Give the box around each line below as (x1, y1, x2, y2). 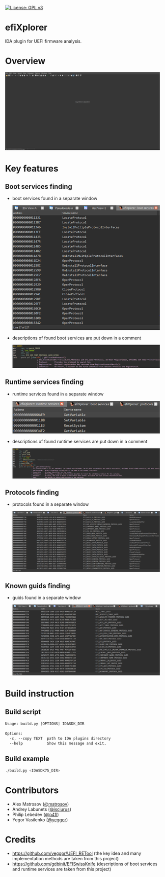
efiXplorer (5, 22, 48, 33)
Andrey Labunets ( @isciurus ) (12, 806, 72, 812)
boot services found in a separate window (12, 195, 98, 202)
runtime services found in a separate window (12, 391, 104, 397)
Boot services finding (5, 182, 72, 191)
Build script (5, 707, 41, 716)
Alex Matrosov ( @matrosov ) (12, 801, 69, 807)
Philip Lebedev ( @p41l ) (12, 811, 59, 817)
